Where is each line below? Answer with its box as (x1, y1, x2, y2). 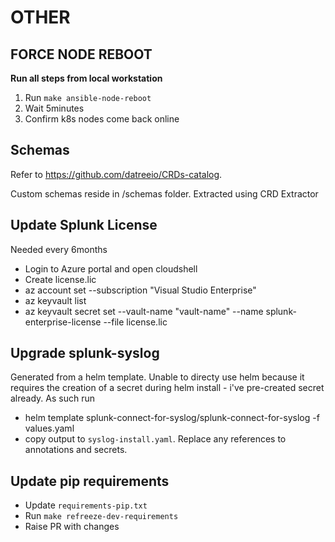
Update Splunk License (10, 217, 158, 234)
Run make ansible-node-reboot (24, 92, 152, 103)
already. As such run (10, 392, 96, 405)
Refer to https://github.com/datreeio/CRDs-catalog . (10, 168, 223, 180)
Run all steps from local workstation (10, 72, 163, 84)
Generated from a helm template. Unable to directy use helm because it (10, 371, 305, 383)
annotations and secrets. (24, 444, 128, 456)
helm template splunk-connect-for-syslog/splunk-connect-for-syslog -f (24, 412, 320, 424)
